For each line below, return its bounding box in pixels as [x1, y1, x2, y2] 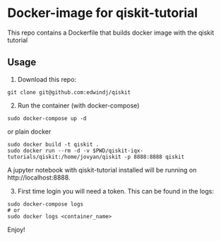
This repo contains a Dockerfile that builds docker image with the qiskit [7, 28, 214, 37]
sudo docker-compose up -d [7, 114, 87, 122]
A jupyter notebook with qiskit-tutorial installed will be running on [7, 165, 197, 174]
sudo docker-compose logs [7, 200, 83, 208]
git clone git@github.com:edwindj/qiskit [7, 88, 131, 96]
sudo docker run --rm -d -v [7, 147, 90, 154]
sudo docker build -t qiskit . [7, 141, 100, 148]
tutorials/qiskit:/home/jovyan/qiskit [7, 153, 121, 160]
